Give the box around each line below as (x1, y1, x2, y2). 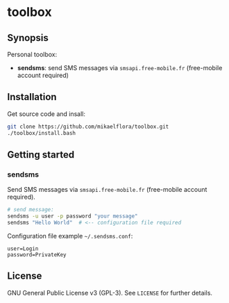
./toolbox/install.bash (7, 129, 76, 136)
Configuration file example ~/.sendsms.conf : (7, 231, 133, 240)
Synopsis (7, 32, 49, 44)
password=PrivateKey (7, 251, 67, 258)
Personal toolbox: (7, 50, 58, 58)
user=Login (7, 245, 39, 252)
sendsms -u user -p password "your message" (7, 213, 138, 220)
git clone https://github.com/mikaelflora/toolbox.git (7, 123, 169, 130)
